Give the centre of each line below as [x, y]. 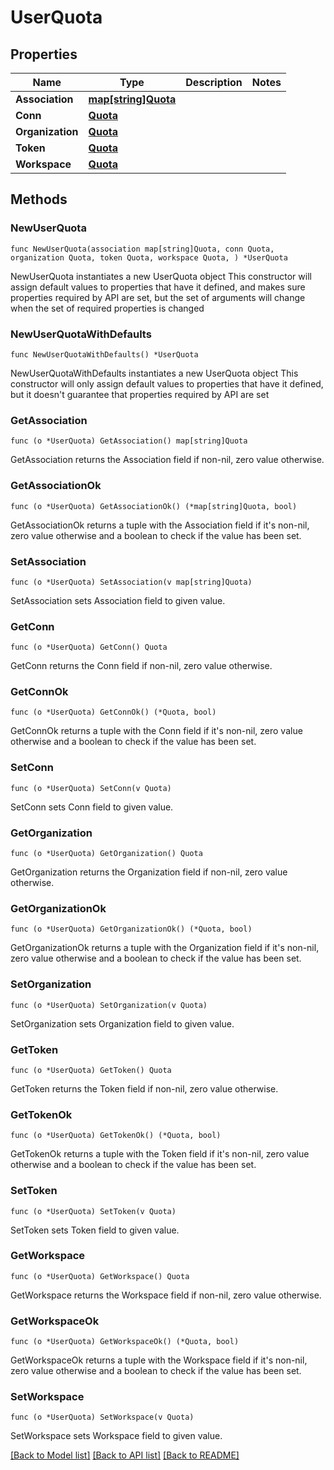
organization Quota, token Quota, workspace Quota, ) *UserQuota [149, 257]
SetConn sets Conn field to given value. [92, 807]
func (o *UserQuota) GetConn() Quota [89, 647]
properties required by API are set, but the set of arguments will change [158, 297]
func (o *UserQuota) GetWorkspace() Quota [100, 1276]
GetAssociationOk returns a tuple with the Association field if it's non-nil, [160, 525]
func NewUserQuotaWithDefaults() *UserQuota [104, 354]
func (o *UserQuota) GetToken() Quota [91, 1070]
